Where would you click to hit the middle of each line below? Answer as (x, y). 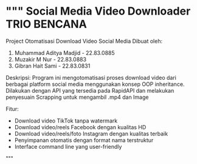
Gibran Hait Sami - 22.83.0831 (52, 66)
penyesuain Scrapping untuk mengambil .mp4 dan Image (77, 97)
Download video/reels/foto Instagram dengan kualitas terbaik (91, 134)
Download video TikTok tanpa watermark (66, 121)
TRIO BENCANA (47, 24)
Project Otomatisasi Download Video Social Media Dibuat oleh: (84, 41)
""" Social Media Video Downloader (98, 11)
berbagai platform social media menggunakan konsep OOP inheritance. (95, 84)
